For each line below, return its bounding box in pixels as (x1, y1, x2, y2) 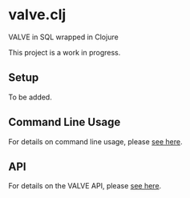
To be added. (8, 92, 52, 102)
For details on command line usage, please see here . (8, 136, 183, 146)
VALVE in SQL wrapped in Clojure (8, 32, 119, 42)
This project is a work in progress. (8, 47, 121, 57)
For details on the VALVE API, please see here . (8, 181, 162, 191)
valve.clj (8, 6, 67, 24)
